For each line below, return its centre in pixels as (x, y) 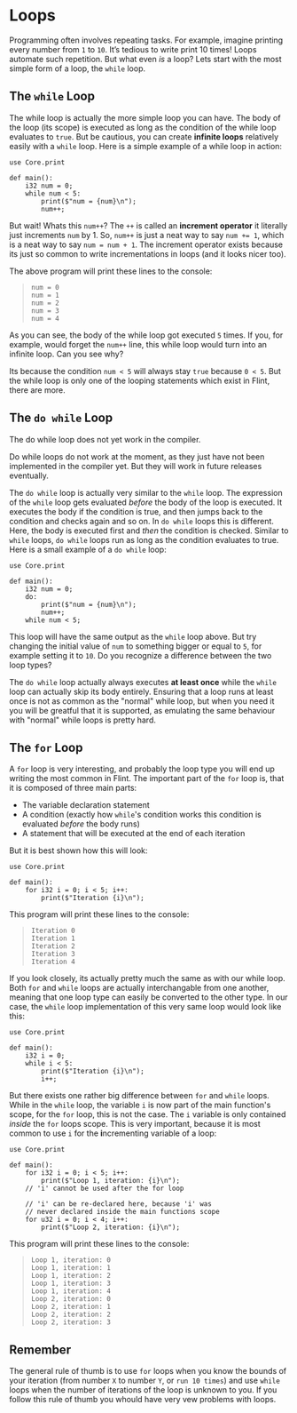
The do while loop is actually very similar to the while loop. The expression (146, 492)
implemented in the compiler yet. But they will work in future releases (136, 466)
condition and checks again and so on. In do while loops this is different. (142, 521)
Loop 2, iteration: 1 (70, 1307)
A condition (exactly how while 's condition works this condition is (141, 815)
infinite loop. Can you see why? (66, 354)
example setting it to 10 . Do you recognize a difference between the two (141, 655)
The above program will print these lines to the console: (111, 271)
